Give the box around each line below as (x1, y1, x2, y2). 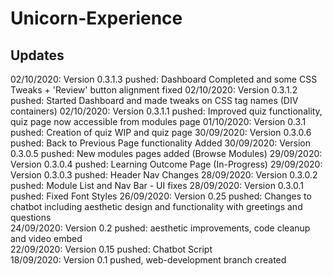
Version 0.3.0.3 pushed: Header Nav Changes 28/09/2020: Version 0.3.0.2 (10, 169, 318, 181)
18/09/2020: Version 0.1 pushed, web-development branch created (10, 254, 287, 266)
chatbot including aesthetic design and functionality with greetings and (10, 201, 303, 212)
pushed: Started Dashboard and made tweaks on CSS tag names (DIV (10, 95, 299, 106)
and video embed (10, 233, 83, 244)
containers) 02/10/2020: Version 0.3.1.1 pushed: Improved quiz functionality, (10, 105, 323, 117)
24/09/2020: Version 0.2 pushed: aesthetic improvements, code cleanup (10, 222, 311, 234)
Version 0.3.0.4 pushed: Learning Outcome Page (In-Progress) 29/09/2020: (10, 158, 323, 170)
